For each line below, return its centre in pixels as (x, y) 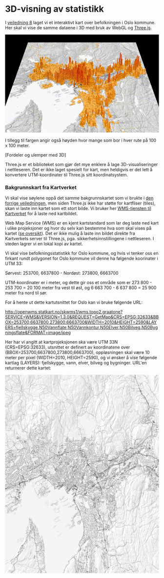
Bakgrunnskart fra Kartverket (41, 187)
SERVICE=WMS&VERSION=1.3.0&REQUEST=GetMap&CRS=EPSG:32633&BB (82, 317)
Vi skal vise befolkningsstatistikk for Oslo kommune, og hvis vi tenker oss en (82, 253)
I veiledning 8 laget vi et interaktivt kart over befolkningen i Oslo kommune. (80, 22)
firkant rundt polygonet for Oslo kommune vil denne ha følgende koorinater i (82, 258)
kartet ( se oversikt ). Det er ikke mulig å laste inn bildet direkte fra (70, 233)
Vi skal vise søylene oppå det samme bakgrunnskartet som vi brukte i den (79, 198)
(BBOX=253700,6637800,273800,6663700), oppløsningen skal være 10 (77, 352)
